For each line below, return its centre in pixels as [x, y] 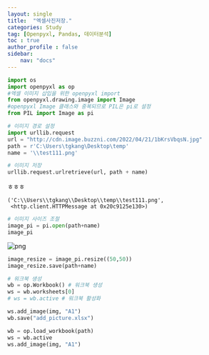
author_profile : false [43, 47]
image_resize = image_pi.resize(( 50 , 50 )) [70, 259]
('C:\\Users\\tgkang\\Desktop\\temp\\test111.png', [86, 201]
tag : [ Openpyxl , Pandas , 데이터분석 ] [60, 34]
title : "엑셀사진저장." [40, 21]
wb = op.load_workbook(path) [51, 331]
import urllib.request [41, 133]
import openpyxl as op [41, 86]
